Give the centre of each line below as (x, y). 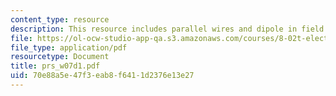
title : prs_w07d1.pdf (55, 66)
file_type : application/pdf (69, 47)
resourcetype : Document (60, 57)
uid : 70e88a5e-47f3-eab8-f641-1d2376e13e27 (102, 76)
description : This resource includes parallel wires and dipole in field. (169, 29)
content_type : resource (60, 19)
